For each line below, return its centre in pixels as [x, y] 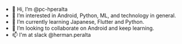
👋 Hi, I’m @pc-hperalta [40, 9]
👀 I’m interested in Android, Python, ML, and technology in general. [94, 15]
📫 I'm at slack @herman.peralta [51, 35]
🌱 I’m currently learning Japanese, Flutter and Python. [78, 22]
